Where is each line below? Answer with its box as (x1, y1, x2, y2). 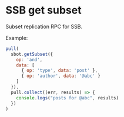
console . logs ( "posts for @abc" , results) (16, 95, 119, 101)
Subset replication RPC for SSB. (5, 23, 83, 30)
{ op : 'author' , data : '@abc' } (21, 73, 100, 79)
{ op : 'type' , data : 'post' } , (21, 68, 98, 73)
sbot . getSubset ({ (11, 51, 53, 57)
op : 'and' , (16, 56, 43, 62)
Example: (5, 34, 28, 41)
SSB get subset (5, 4, 82, 17)
